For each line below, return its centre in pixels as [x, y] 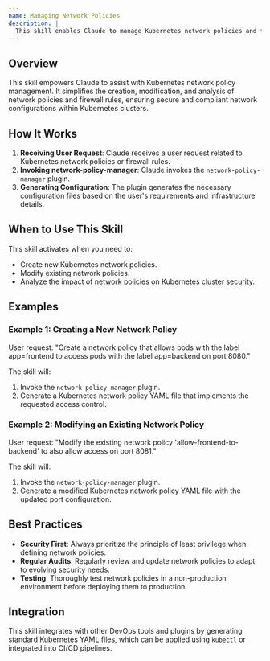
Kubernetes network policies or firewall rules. [95, 161]
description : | [34, 23]
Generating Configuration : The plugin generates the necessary [125, 187]
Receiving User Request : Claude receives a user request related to [131, 153]
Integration [37, 612]
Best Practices [45, 525]
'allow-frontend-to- [207, 442]
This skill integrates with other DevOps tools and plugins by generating [125, 631]
